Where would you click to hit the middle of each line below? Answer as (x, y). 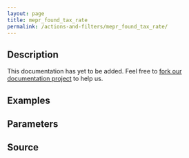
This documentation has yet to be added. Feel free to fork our (94, 71)
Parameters (33, 124)
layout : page (26, 14)
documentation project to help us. (55, 79)
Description (33, 54)
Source (23, 147)
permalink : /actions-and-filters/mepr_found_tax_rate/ (88, 26)
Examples (29, 100)
